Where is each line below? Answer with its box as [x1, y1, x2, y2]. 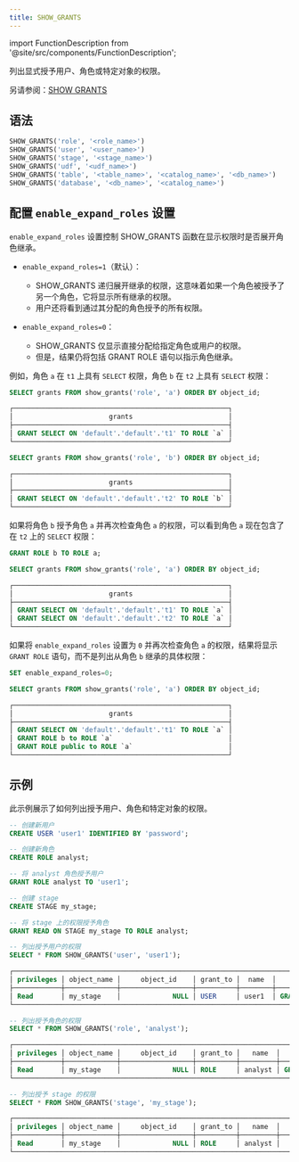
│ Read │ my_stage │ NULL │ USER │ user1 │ [9, 992, 277, 1001]
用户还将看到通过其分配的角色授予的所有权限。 [35, 302, 207, 313]
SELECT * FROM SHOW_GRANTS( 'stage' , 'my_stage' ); [9, 1098, 198, 1107]
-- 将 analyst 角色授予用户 [9, 869, 104, 878]
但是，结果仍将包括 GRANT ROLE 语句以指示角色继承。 [35, 351, 238, 362]
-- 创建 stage [9, 894, 60, 902]
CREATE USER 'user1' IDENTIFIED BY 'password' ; [9, 828, 190, 838]
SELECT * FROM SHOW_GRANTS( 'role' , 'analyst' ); [9, 1025, 190, 1034]
